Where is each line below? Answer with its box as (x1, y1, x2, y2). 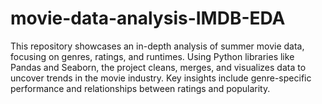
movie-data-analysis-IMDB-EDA (10, 7, 286, 30)
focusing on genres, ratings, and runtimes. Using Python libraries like (10, 50, 295, 62)
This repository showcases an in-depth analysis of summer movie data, (10, 40, 305, 52)
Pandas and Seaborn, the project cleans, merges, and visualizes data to (10, 61, 307, 73)
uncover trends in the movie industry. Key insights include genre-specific (10, 72, 312, 84)
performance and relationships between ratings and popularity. (10, 82, 271, 94)
